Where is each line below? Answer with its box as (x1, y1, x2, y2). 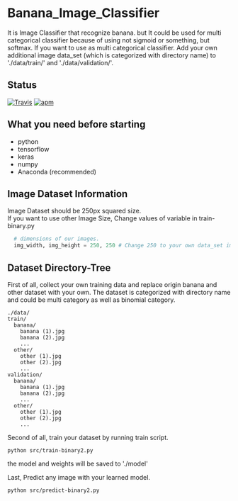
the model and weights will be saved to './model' (7, 459, 149, 468)
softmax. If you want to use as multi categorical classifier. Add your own (7, 43, 218, 52)
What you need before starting (7, 118, 146, 130)
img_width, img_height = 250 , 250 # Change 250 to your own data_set (13, 242, 223, 249)
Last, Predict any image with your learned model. (7, 473, 151, 481)
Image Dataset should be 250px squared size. (7, 207, 142, 215)
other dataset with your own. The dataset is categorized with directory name (7, 288, 231, 296)
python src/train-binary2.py (7, 446, 93, 454)
